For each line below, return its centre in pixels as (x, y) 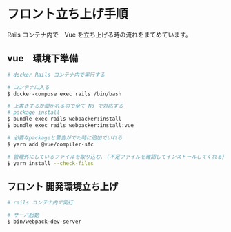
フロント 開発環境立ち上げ (63, 186)
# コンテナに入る (28, 87)
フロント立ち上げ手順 (68, 14)
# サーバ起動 (23, 215)
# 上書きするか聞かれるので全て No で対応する (65, 106)
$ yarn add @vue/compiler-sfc (51, 144)
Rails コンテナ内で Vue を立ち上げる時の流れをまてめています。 (99, 35)
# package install (33, 113)
